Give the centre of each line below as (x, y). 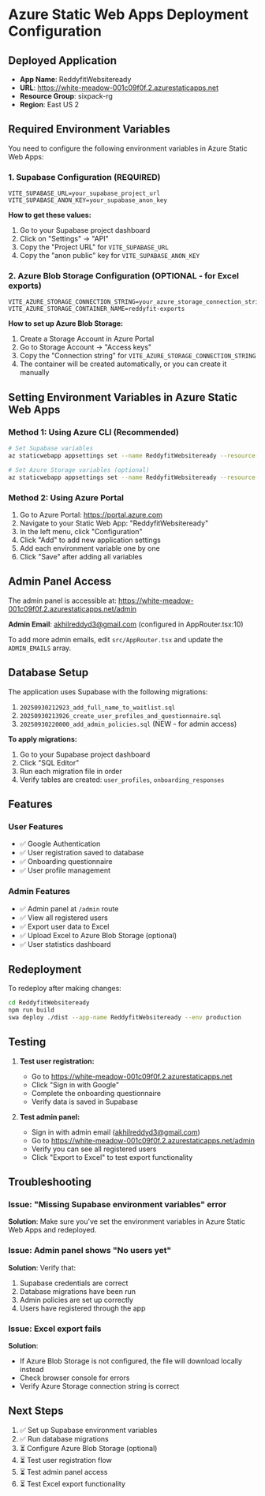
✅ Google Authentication (60, 844)
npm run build (32, 1010)
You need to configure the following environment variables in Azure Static (128, 148)
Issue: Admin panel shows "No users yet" (90, 1251)
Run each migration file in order (71, 771)
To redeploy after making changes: (65, 989)
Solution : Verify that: (42, 1267)
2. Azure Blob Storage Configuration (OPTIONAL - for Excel (123, 276)
